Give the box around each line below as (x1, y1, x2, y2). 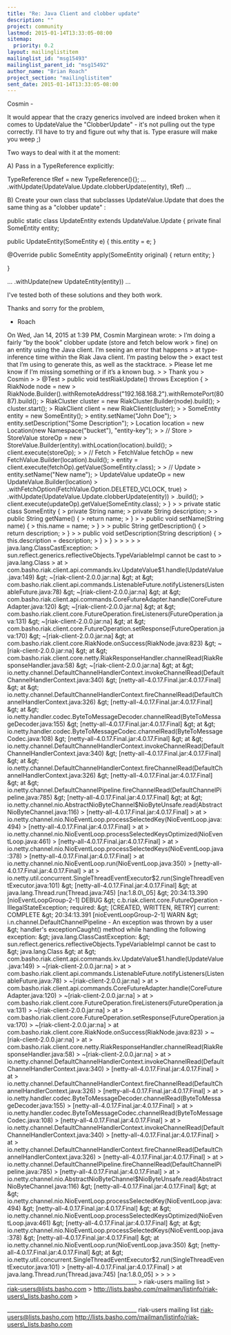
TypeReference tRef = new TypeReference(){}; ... (7, 175, 147, 184)
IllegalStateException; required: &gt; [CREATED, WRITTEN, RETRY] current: (7, 903, 220, 912)
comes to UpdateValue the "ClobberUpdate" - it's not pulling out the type (7, 120, 215, 128)
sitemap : (7, 36, 32, 43)
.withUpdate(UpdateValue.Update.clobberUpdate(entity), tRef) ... (7, 182, 192, 191)
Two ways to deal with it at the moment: (7, 148, 121, 157)
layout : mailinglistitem (7, 49, 79, 56)
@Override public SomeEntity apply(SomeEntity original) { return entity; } (7, 251, 215, 259)
